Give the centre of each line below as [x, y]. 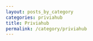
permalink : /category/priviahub [46, 29]
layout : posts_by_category [40, 12]
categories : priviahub [34, 17]
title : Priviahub [27, 23]
